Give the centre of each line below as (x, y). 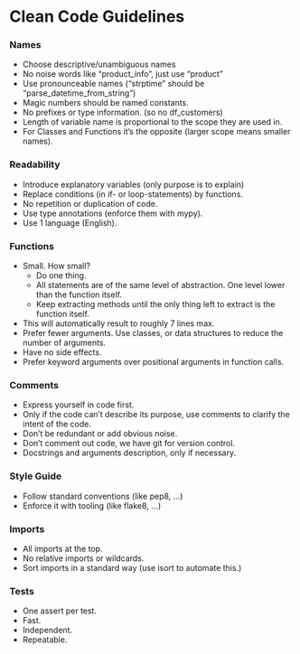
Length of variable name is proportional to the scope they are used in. (152, 122)
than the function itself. (79, 294)
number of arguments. (64, 343)
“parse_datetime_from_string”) (79, 93)
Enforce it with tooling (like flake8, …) (91, 505)
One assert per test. (60, 611)
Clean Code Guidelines (97, 17)
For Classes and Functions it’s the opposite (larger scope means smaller (156, 132)
